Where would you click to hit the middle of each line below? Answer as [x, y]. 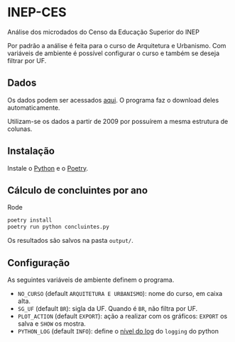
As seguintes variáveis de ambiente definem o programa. [91, 280]
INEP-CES [37, 12]
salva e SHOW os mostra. [52, 324]
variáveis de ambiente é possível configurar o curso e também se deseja [114, 53]
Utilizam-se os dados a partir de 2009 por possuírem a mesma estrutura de [118, 121]
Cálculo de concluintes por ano [77, 190]
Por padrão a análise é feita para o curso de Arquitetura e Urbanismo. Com [117, 45]
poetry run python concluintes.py [59, 227]
